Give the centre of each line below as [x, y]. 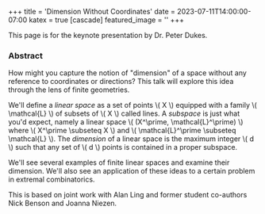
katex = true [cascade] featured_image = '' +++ [107, 20]
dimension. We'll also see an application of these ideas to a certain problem [132, 171]
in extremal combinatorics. [52, 180]
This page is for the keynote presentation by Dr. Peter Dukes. [108, 35]
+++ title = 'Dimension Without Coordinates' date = [92, 11]
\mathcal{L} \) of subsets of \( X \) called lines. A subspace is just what [124, 113]
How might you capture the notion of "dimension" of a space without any [128, 73]
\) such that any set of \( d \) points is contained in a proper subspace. [123, 147]
